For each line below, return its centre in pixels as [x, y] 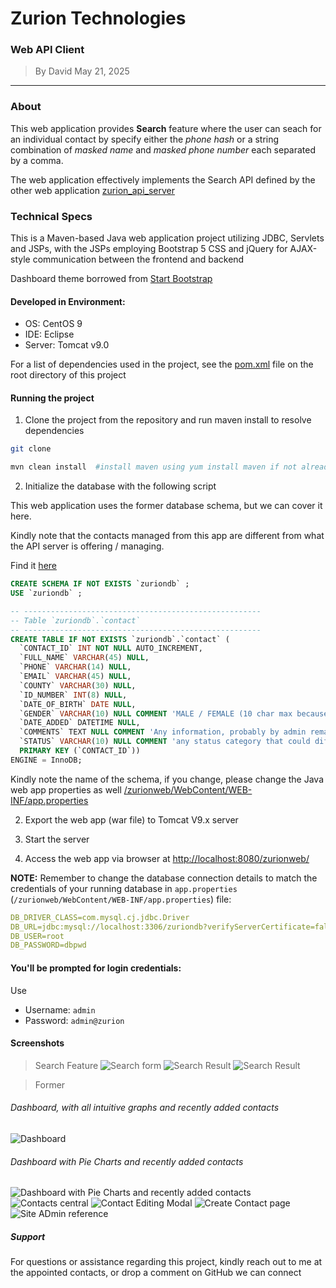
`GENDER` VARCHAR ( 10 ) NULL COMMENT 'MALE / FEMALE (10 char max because [174, 713]
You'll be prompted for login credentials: [96, 968]
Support [28, 1236]
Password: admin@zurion [74, 1020]
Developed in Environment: [68, 301]
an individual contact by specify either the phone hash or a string [145, 139]
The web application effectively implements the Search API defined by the [163, 179]
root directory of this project [68, 375]
